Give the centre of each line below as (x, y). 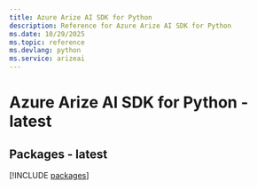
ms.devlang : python (45, 51)
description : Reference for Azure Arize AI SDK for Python (121, 26)
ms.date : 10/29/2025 (47, 34)
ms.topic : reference (47, 42)
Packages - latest (58, 154)
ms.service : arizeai (47, 59)
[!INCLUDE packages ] (49, 175)
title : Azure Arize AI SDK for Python (81, 17)
